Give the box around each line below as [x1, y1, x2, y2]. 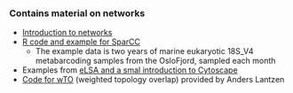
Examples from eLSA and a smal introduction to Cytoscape [21, 65, 238, 75]
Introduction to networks [21, 27, 113, 38]
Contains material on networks [9, 7, 146, 19]
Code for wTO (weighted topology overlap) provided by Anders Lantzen [21, 74, 285, 85]
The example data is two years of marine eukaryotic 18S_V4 [35, 46, 254, 57]
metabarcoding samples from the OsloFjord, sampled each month [35, 56, 276, 66]
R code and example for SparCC [21, 36, 140, 47]
